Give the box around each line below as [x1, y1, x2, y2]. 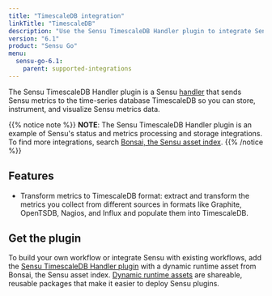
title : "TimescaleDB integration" [8, 11, 125, 20]
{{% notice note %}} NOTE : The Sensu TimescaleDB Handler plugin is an [8, 119, 253, 130]
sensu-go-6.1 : [15, 58, 63, 66]
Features [8, 169, 54, 183]
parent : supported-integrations [23, 65, 132, 73]
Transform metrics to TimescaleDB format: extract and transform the [19, 191, 249, 200]
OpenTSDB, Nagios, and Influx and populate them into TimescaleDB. [19, 208, 249, 217]
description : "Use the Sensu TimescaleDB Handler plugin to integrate [8, 27, 252, 35]
